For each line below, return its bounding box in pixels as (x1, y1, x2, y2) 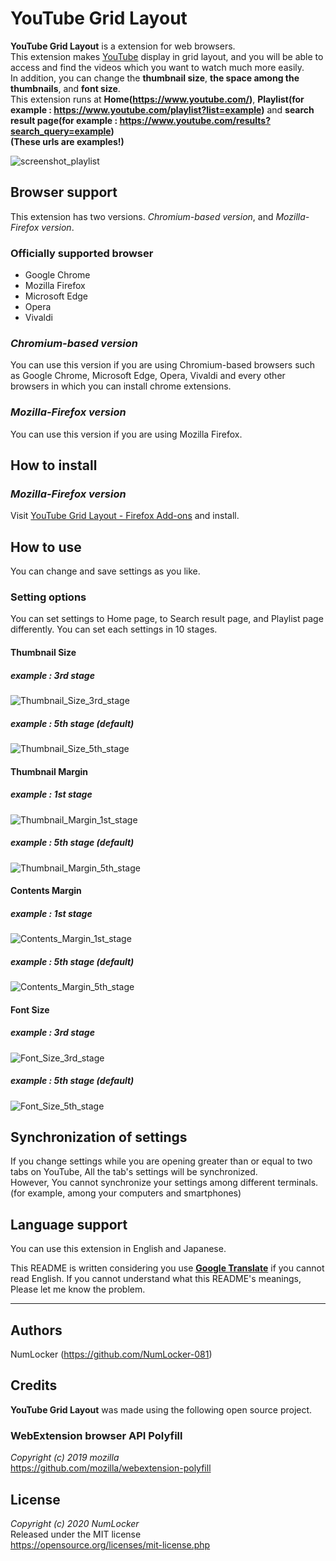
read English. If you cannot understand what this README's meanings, (10, 1273, 302, 1285)
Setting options (10, 590, 87, 604)
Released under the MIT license (10, 1528, 142, 1540)
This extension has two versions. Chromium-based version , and (10, 210, 274, 222)
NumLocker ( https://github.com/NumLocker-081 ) (10, 1348, 213, 1360)
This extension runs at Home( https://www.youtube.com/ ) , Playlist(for (10, 93, 305, 105)
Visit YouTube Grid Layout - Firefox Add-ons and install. (10, 510, 240, 522)
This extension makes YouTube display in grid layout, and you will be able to (10, 50, 324, 62)
